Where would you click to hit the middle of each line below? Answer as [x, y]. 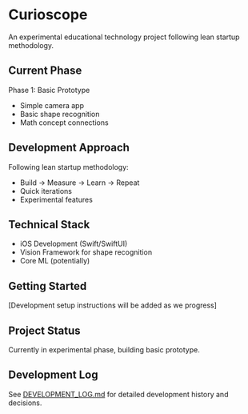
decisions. [25, 403]
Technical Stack [49, 225]
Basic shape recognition [60, 114]
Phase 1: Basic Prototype [49, 90]
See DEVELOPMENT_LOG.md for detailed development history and [118, 394]
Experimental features [56, 199]
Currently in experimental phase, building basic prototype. [104, 350]
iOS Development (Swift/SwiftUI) [74, 244]
